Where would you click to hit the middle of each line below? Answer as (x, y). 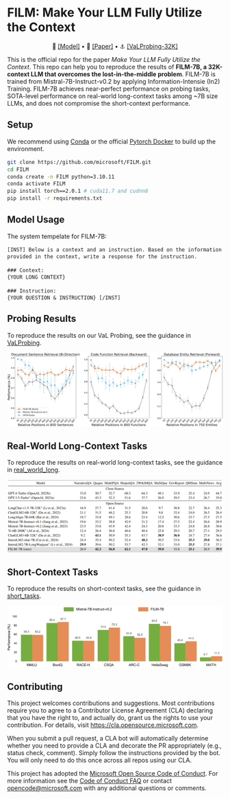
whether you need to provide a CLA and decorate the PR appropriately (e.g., (115, 745)
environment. (26, 148)
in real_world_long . (34, 470)
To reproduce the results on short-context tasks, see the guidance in (104, 589)
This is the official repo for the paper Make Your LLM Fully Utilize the (104, 59)
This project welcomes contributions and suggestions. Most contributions (111, 703)
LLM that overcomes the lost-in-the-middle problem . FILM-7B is (123, 74)
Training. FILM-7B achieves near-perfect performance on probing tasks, (109, 89)
